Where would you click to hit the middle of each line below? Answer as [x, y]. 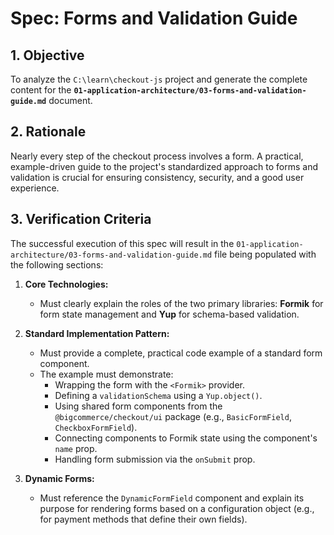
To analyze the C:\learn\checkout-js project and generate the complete [159, 79]
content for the [41, 90]
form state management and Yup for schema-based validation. [169, 314]
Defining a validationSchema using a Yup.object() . [158, 395]
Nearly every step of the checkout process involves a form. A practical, [157, 156]
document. [70, 100]
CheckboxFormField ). [96, 427]
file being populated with [265, 254]
